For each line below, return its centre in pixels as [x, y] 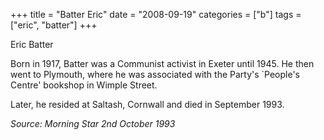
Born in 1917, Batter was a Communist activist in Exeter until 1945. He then [162, 63]
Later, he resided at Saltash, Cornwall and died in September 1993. [147, 104]
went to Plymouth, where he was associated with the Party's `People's [155, 74]
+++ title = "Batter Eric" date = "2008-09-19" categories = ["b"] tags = [156, 14]
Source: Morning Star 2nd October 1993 [93, 123]
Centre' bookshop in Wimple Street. [84, 85]
